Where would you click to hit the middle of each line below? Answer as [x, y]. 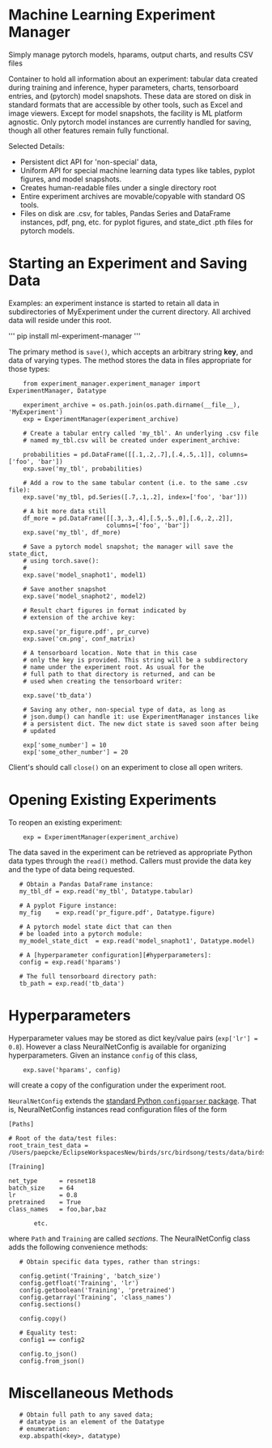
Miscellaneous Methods [91, 1393]
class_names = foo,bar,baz [57, 1209]
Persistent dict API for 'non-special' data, [89, 162]
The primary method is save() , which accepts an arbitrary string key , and [131, 351]
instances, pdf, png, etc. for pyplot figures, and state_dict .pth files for [136, 222]
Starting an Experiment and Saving [128, 264]
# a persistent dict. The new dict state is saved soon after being [141, 724]
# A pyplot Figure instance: [68, 905]
